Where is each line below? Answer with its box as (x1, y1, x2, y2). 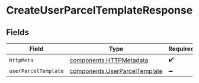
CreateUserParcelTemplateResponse (6, 4, 193, 17)
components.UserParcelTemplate (69, 67, 163, 75)
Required (168, 45, 195, 53)
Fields (6, 27, 30, 37)
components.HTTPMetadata (69, 56, 149, 64)
